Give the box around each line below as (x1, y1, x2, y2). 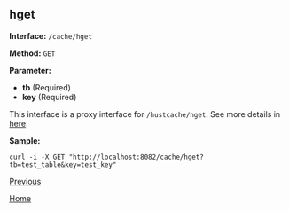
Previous (9, 176, 42, 186)
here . (9, 118, 28, 129)
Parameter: (9, 65, 51, 75)
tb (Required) (21, 82, 71, 92)
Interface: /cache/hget (9, 30, 93, 41)
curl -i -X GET (9, 153, 66, 161)
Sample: (9, 135, 41, 145)
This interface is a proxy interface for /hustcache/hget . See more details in (9, 108, 281, 119)
